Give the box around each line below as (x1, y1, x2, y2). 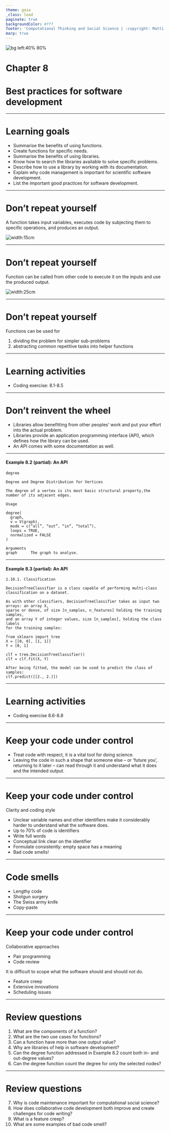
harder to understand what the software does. (13, 822, 109, 828)
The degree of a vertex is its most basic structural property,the (6, 488, 151, 493)
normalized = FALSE (10, 532, 51, 538)
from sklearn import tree (6, 634, 60, 640)
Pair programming (13, 953, 51, 959)
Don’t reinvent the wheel (6, 405, 111, 416)
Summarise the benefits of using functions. (13, 143, 103, 149)
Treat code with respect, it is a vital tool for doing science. (13, 752, 134, 758)
